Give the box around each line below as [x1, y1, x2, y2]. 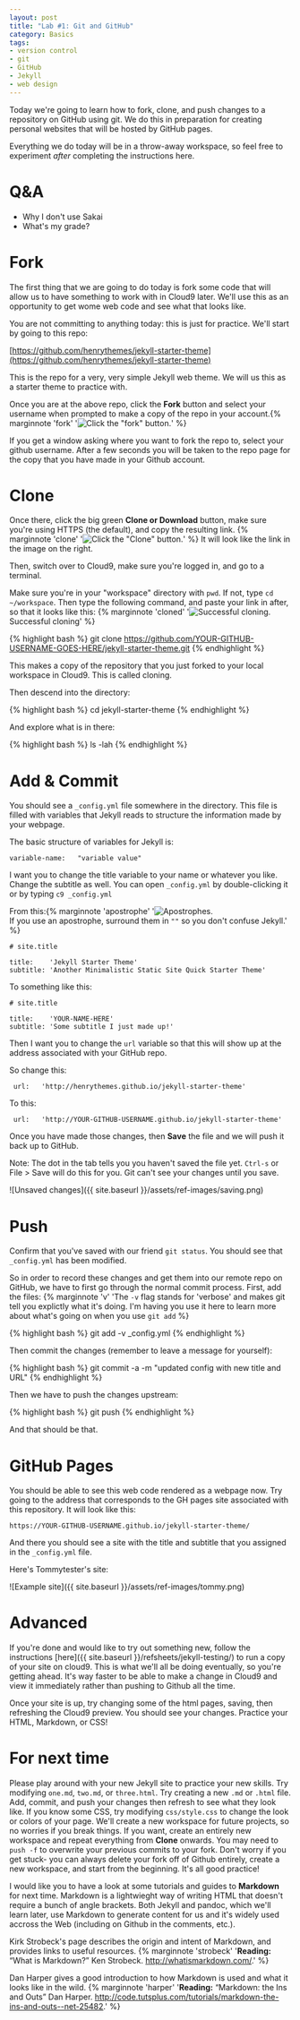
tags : [9, 38, 30, 47]
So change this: [9, 1065, 67, 1075]
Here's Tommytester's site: [9, 1564, 109, 1575]
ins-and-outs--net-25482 [9, 2001, 104, 2012]
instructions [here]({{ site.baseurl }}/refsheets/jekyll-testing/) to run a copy [9, 1652, 286, 1663]
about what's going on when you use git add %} [9, 1311, 190, 1322]
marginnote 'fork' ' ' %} [9, 417, 187, 428]
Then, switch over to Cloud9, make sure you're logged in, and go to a [9, 561, 265, 571]
